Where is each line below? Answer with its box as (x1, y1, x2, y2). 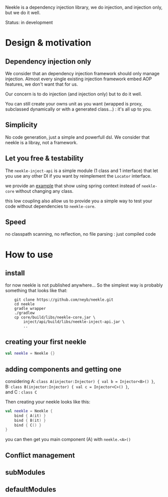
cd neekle (14, 302, 35, 307)
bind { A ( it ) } (14, 413, 46, 418)
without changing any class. (15, 188, 74, 194)
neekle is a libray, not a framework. (5, 139, 78, 145)
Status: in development (5, 20, 53, 25)
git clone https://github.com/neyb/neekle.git (14, 297, 114, 302)
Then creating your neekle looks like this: (5, 399, 91, 405)
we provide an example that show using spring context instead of (5, 183, 141, 189)
